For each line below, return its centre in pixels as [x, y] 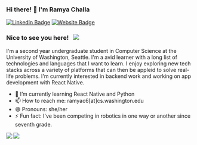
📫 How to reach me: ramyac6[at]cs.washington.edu [79, 100]
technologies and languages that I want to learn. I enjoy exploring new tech [98, 63]
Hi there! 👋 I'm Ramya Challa [48, 10]
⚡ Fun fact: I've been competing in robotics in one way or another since [103, 116]
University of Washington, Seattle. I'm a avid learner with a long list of [92, 57]
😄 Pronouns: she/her [41, 109]
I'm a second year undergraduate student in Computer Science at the [92, 51]
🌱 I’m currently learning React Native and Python [75, 94]
